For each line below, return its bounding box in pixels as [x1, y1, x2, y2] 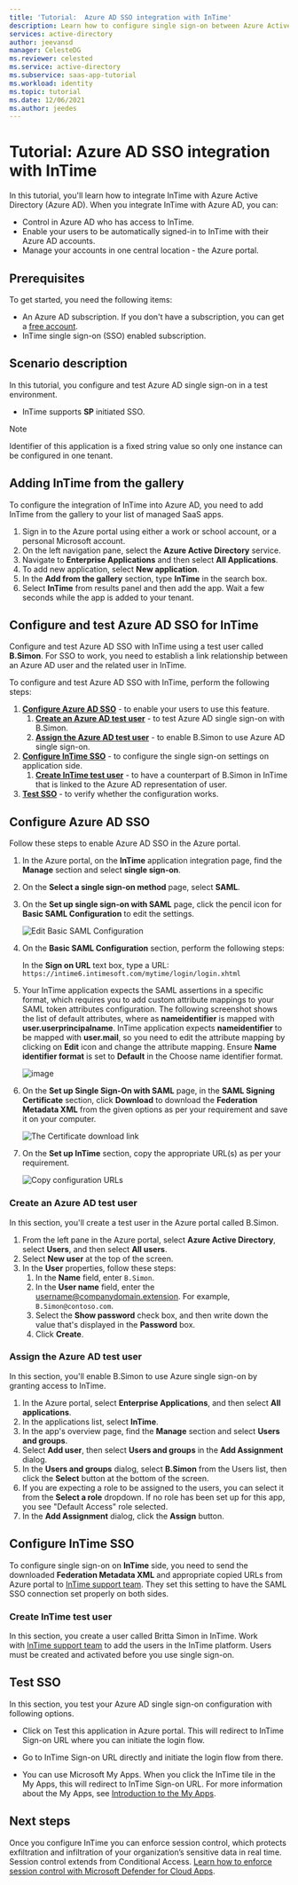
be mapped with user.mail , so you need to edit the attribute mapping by [21, 1032, 286, 1043]
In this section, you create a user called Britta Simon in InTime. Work [9, 1630, 259, 1641]
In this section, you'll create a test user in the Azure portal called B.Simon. [9, 1217, 279, 1227]
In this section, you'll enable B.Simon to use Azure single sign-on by [9, 1370, 258, 1381]
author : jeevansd [9, 37, 74, 47]
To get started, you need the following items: [9, 295, 173, 304]
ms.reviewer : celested [9, 54, 93, 63]
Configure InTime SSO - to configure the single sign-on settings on [21, 751, 269, 761]
